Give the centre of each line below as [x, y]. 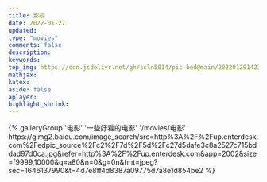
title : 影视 [27, 15]
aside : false [30, 89]
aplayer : [23, 97]
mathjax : [23, 75]
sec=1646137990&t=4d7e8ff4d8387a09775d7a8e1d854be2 [106, 171]
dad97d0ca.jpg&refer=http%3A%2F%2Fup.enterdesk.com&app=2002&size [132, 154]
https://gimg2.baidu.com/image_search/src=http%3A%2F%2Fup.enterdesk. [133, 137]
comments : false [35, 45]
